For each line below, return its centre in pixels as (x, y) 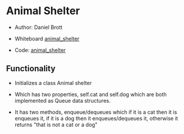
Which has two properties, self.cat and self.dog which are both (91, 94)
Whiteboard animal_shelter (47, 38)
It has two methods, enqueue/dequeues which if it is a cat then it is (96, 112)
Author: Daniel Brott (39, 27)
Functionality (31, 69)
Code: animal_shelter (40, 50)
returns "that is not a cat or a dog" (56, 125)
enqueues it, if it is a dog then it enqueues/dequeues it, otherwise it (96, 118)
